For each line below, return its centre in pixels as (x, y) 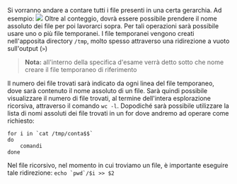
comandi (31, 146)
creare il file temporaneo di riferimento (81, 69)
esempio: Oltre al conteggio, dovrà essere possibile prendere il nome (112, 18)
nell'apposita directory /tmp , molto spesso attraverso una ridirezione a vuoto (118, 41)
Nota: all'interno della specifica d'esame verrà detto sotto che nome (124, 62)
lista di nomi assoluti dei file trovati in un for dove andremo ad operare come (118, 113)
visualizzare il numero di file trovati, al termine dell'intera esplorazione (109, 98)
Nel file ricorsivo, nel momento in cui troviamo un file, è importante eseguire (118, 165)
